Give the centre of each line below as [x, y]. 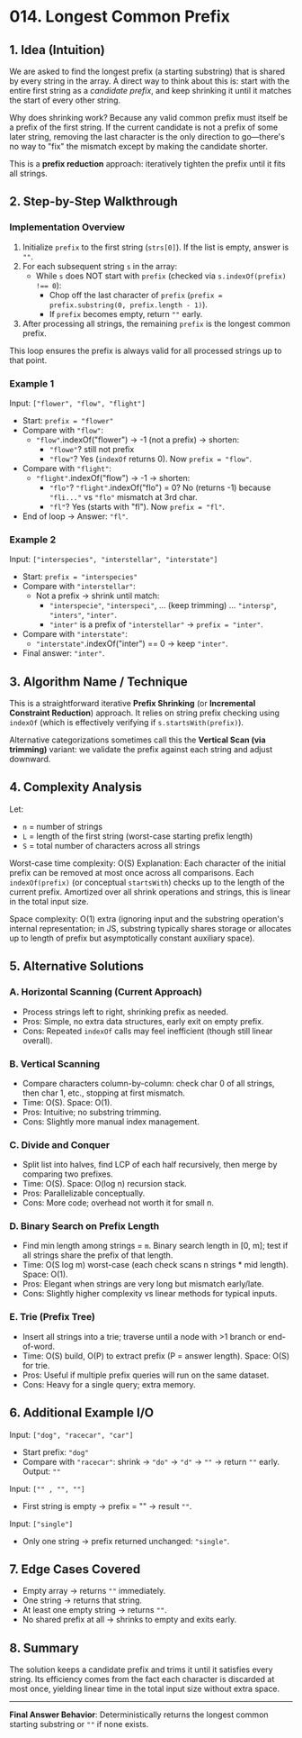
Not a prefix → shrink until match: [98, 596]
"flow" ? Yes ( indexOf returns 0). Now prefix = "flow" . [151, 459]
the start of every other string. [65, 100]
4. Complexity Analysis [75, 787]
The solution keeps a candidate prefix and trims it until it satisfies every [141, 1670]
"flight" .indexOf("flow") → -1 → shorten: [113, 478]
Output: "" [41, 1471]
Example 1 [32, 383]
